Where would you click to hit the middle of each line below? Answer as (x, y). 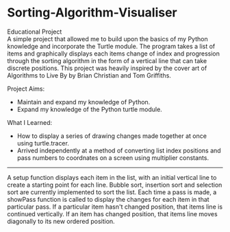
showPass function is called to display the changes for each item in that (108, 199)
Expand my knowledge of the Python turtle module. (89, 109)
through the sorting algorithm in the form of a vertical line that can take (107, 60)
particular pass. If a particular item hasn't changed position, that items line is (115, 207)
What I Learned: (30, 122)
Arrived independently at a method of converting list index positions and (119, 150)
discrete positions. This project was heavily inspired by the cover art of (107, 68)
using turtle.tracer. (43, 143)
